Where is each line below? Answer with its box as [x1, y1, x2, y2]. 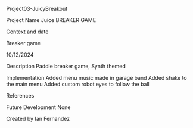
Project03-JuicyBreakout [6, 5, 68, 12]
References [6, 92, 35, 99]
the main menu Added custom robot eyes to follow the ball [6, 80, 150, 88]
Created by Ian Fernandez [6, 115, 70, 122]
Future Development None [6, 104, 71, 111]
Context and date [6, 28, 49, 35]
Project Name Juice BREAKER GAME [6, 17, 96, 23]
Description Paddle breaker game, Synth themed [6, 63, 126, 70]
